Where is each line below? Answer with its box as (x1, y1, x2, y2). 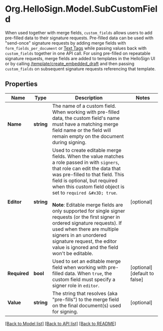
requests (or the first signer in (52, 214, 120, 220)
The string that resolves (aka (52, 290, 118, 297)
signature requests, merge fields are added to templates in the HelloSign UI (5, 55, 155, 61)
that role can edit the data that (52, 165, 121, 172)
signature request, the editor (52, 238, 117, 245)
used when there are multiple (52, 226, 119, 232)
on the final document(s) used (52, 302, 121, 309)
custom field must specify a (52, 276, 115, 282)
